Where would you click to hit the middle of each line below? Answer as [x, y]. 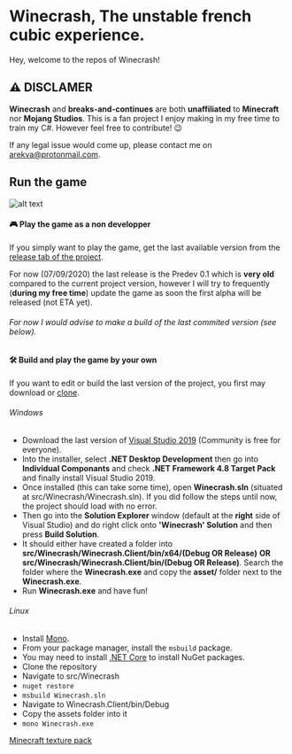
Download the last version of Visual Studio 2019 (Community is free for [151, 439]
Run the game [48, 182]
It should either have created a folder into [97, 543]
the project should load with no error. [89, 506]
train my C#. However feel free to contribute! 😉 [96, 128]
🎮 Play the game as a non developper [80, 224]
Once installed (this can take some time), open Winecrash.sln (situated [152, 487]
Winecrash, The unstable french [131, 16]
